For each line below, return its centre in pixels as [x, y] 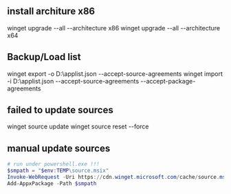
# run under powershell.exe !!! [53, 164]
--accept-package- [168, 81]
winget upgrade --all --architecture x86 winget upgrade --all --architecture [114, 28]
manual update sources [59, 148]
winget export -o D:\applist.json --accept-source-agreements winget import [115, 74]
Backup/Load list [44, 57]
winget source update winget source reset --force [78, 126]
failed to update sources [60, 110]
